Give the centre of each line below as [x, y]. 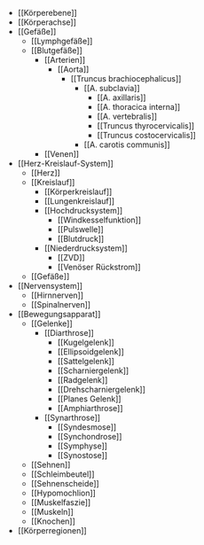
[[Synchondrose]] [90, 436]
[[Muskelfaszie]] [61, 502]
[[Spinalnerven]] [61, 304]
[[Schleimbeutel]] [63, 474]
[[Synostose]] [82, 455]
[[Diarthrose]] [69, 333]
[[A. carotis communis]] [127, 144]
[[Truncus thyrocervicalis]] [146, 126]
